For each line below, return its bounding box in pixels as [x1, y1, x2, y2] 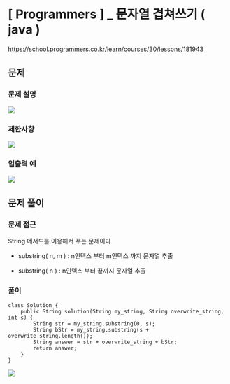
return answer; [33, 345, 78, 352]
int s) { [8, 314, 34, 322]
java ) [8, 22, 41, 38]
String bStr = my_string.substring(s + [33, 327, 150, 334]
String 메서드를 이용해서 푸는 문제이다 [8, 236, 111, 245]
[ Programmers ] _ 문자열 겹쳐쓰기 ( [8, 6, 206, 22]
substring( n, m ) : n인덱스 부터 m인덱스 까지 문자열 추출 [17, 251, 173, 259]
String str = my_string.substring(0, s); [33, 320, 156, 327]
